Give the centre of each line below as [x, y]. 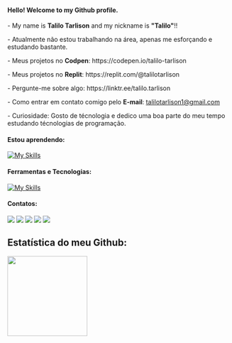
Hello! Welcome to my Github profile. [63, 10]
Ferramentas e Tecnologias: [50, 171]
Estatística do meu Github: [67, 243]
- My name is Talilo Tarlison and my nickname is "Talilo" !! [93, 26]
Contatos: [22, 204]
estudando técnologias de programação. [67, 124]
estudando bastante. [38, 47]
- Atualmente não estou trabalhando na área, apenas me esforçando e [110, 40]
